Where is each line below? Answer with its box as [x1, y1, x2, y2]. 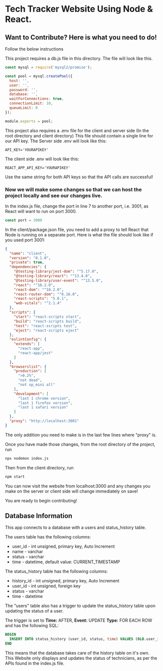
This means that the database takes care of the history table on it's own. [5, 650, 149, 656]
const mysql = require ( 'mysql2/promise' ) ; [5, 65, 92, 70]
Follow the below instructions [5, 46, 64, 52]
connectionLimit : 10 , [9, 101, 53, 106]
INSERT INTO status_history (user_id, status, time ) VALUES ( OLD [9, 637, 145, 642]
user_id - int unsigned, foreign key [12, 583, 81, 589]
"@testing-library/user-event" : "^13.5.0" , [14, 278, 103, 283]
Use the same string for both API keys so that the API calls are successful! [5, 174, 153, 180]
